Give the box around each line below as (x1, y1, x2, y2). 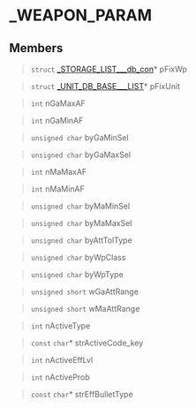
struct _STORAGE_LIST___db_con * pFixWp (30, 64, 188, 74)
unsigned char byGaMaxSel (30, 149, 131, 160)
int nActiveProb (30, 372, 90, 382)
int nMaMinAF (30, 184, 86, 194)
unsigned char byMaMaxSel (30, 218, 132, 228)
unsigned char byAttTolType (30, 235, 132, 246)
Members (9, 41, 64, 56)
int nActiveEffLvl (30, 355, 94, 365)
